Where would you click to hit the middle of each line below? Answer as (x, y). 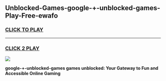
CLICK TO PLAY (24, 30)
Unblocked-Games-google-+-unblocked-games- (83, 8)
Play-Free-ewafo (32, 16)
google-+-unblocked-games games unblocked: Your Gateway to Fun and (82, 68)
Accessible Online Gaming (33, 73)
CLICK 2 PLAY (22, 48)
